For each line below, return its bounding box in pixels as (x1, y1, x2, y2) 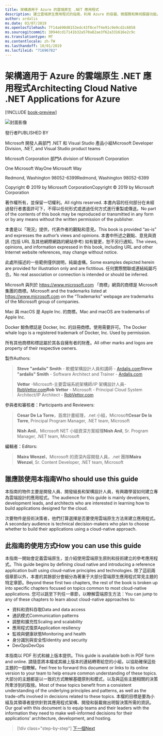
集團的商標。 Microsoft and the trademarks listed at (5, 288, 107, 294)
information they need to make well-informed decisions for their (5, 710, 132, 716)
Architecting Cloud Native (31, 82, 137, 94)
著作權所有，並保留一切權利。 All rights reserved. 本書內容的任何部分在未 (5, 199, 150, 205)
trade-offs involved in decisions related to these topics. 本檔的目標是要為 (5, 694, 150, 699)
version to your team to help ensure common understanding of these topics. (5, 670, 158, 676)
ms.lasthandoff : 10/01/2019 (5, 43, 62, 48)
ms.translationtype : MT (5, 35, 53, 40)
